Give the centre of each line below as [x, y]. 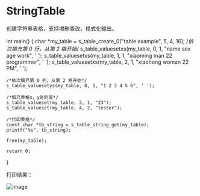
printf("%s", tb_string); [39, 130]
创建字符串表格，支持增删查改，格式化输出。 [62, 28]
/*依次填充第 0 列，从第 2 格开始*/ [47, 80]
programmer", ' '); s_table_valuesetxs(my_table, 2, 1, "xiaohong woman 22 [98, 62]
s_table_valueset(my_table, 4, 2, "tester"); [64, 108]
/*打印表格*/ [21, 119]
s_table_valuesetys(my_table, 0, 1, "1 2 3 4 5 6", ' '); [80, 85]
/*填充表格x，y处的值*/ [33, 97]
